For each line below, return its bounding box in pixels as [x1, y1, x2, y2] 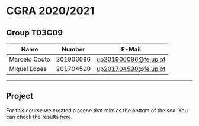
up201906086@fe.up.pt [97, 55, 166, 63]
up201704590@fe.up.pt [97, 65, 166, 73]
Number [62, 46, 85, 53]
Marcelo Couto [9, 55, 50, 63]
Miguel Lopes [9, 65, 47, 73]
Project [6, 91, 34, 101]
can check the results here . [6, 113, 73, 120]
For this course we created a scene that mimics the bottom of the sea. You [6, 106, 188, 114]
